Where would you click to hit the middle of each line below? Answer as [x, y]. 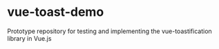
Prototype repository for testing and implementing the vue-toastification [109, 31]
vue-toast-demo [56, 12]
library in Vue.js [29, 38]
